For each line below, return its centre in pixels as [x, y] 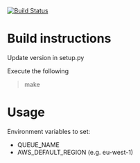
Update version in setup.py [46, 57]
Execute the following [38, 71]
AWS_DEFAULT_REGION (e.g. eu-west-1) [75, 152]
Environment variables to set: [49, 131]
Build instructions [59, 39]
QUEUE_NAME [38, 144]
